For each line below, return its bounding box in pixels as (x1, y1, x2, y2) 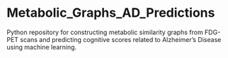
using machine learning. (6, 43, 77, 51)
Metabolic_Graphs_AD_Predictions (6, 5, 215, 21)
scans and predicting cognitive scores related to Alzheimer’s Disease (20, 35, 222, 43)
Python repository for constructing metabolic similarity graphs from (6, 28, 203, 36)
